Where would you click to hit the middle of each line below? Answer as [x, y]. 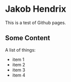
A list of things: [20, 50]
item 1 [18, 59]
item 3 [19, 70]
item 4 [19, 75]
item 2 [19, 64]
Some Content [28, 38]
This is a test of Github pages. [35, 23]
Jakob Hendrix [36, 9]
